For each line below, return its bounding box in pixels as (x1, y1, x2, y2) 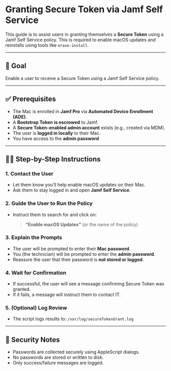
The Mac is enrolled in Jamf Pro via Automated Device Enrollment (12, 108, 154, 114)
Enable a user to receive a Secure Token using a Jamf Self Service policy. (5, 75, 160, 81)
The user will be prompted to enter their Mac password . (12, 246, 131, 252)
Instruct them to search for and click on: (12, 211, 97, 218)
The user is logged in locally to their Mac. (12, 130, 101, 136)
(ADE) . (12, 114, 27, 120)
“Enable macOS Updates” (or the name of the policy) (25, 221, 138, 227)
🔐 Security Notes (5, 335, 60, 344)
